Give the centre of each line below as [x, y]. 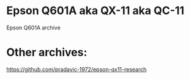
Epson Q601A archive [33, 28]
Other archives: [47, 52]
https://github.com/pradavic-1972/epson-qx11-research [77, 69]
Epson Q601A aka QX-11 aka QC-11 [96, 11]
